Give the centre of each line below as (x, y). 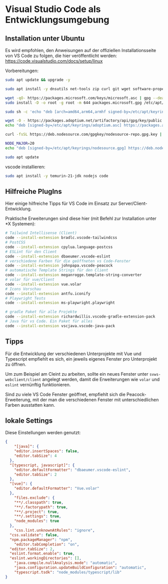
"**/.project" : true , (36, 512)
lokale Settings (29, 421)
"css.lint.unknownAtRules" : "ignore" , (54, 530)
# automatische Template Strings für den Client (57, 270)
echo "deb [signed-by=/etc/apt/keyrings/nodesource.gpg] (66, 148)
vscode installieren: (25, 167)
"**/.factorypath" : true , (41, 507)
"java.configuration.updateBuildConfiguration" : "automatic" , (80, 568)
